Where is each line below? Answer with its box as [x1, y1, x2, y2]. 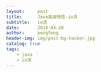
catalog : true [6, 41, 41, 47]
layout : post [6, 8, 48, 15]
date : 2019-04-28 [6, 24, 64, 31]
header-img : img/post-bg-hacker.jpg [6, 35, 95, 41]
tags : [6, 46, 19, 52]
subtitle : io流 [6, 19, 48, 25]
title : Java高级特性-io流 [6, 14, 78, 20]
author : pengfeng [6, 30, 59, 36]
